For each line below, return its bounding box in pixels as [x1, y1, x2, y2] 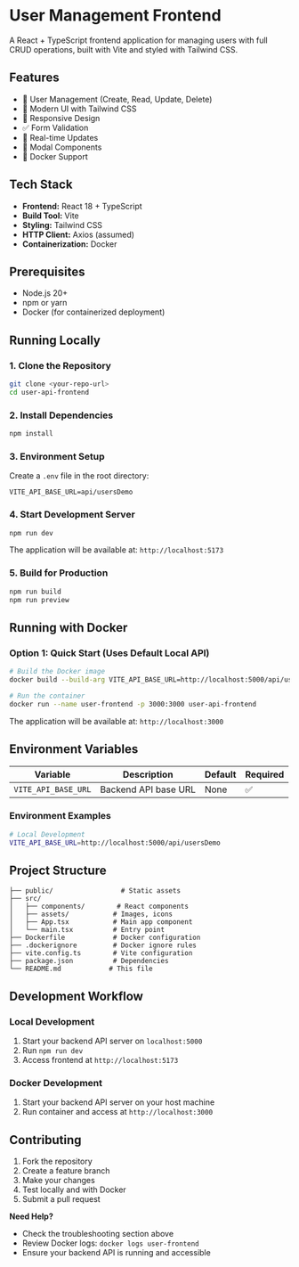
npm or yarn [21, 298, 68, 308]
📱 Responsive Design [21, 112, 101, 123]
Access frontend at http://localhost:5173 [21, 1055, 179, 1066]
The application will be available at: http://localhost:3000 [9, 715, 224, 726]
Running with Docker [9, 620, 128, 635]
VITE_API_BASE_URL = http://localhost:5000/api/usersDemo [9, 838, 221, 847]
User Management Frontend [9, 5, 222, 26]
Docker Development [9, 1076, 103, 1089]
